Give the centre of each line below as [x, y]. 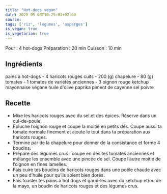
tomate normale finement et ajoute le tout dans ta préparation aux [81, 132]
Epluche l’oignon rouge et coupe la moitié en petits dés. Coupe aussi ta [87, 126]
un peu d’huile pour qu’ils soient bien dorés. [59, 175]
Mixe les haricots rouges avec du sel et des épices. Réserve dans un [85, 116]
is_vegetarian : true [27, 34]
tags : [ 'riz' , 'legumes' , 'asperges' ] [46, 24]
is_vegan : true [21, 29]
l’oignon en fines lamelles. [40, 164]
